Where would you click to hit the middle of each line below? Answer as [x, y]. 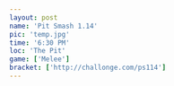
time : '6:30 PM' [39, 43]
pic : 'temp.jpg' [39, 34]
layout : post [34, 17]
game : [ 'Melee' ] [39, 59]
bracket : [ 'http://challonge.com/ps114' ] [88, 68]
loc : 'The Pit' [38, 51]
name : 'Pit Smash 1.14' [54, 26]
